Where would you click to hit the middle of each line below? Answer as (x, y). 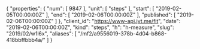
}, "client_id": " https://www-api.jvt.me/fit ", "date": (119, 21)
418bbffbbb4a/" (26, 40)
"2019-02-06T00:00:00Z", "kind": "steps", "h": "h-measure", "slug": (90, 27)
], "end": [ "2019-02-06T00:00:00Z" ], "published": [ (111, 15)
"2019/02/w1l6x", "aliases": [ (41, 34)
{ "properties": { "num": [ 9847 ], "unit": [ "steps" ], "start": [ (80, 9)
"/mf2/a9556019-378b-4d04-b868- (122, 34)
